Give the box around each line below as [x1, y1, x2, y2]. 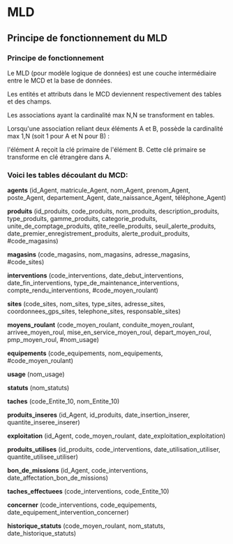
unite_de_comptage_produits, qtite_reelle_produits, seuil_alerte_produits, [7, 222, 216, 231]
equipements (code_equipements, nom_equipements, [7, 349, 163, 357]
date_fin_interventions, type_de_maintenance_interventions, [7, 279, 179, 287]
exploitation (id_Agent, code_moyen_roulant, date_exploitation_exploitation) [7, 431, 226, 441]
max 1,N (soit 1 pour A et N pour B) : [7, 131, 110, 140]
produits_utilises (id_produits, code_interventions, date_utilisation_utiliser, [7, 445, 221, 454]
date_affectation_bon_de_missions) [7, 473, 109, 482]
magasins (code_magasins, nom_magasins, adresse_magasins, [7, 250, 190, 259]
